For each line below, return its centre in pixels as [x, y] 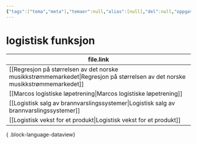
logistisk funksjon [51, 40]
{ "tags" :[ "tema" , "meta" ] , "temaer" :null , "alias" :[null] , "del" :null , [90, 11]
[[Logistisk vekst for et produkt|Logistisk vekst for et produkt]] [95, 120]
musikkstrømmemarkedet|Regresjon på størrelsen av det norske [97, 76]
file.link [98, 59]
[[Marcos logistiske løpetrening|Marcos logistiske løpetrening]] [96, 93]
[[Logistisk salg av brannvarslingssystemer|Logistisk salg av [92, 103]
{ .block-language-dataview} [41, 134]
